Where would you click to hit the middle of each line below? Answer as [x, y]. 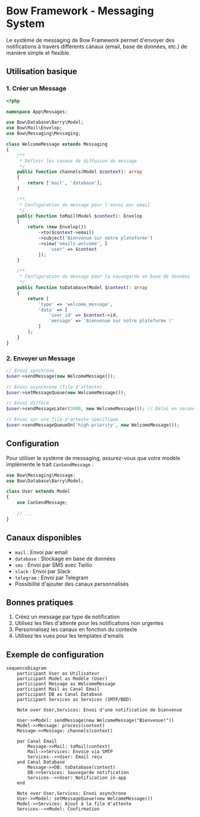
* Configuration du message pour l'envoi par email [85, 205]
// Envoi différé [28, 403]
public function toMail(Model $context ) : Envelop [80, 216]
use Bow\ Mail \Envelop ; [34, 128]
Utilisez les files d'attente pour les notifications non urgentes [89, 623]
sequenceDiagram [26, 669]
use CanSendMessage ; [42, 503]
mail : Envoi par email [41, 552]
